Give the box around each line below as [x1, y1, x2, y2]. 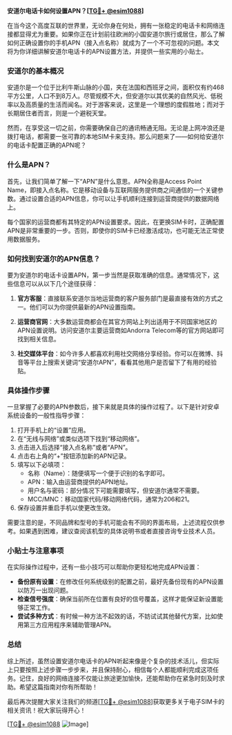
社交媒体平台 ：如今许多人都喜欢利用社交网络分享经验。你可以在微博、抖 [17, 349, 223, 358]
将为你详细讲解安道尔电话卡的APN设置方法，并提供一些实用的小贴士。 [7, 48, 208, 55]
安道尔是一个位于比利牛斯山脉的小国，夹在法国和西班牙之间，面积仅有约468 [7, 83, 224, 92]
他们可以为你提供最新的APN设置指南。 [29, 303, 139, 311]
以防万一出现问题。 [17, 586, 72, 595]
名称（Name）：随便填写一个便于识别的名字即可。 [27, 469, 169, 477]
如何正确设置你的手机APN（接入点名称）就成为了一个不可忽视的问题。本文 [7, 39, 220, 47]
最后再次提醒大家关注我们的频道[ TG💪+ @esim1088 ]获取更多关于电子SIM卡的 [7, 697, 225, 705]
